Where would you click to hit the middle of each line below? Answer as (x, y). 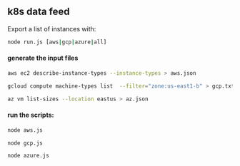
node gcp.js (25, 143)
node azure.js (29, 156)
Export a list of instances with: (52, 28)
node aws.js (25, 130)
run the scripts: (31, 115)
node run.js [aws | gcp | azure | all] (57, 42)
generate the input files (43, 58)
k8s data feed (39, 12)
